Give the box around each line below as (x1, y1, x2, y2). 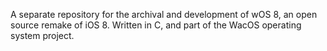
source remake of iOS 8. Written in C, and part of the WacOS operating (10, 19, 302, 31)
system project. (10, 30, 75, 41)
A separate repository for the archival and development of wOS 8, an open (10, 9, 318, 20)
